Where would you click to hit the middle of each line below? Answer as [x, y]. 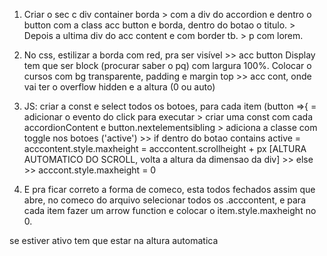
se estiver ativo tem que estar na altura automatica [114, 240]
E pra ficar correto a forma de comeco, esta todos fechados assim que [169, 189]
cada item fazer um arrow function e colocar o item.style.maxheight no [170, 210]
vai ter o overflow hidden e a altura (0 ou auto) [119, 87]
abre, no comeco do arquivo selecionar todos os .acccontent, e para [164, 200]
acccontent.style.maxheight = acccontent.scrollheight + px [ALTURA [165, 148]
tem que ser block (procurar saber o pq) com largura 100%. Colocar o [167, 65]
